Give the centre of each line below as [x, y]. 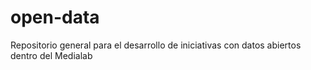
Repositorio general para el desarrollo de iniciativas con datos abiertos [156, 45]
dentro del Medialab [51, 55]
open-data [55, 17]
